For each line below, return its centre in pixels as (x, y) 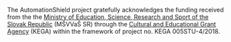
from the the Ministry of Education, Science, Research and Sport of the (108, 17)
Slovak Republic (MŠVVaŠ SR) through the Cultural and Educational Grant (112, 24)
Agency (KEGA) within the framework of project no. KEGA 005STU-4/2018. (114, 31)
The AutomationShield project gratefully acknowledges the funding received (115, 10)
